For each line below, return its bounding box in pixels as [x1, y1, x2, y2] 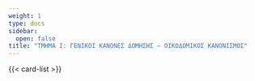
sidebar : [8, 27, 38, 35]
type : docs [8, 19, 45, 28]
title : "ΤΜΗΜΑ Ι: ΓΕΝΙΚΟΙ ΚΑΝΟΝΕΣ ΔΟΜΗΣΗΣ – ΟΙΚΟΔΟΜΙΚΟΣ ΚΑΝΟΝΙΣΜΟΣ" [8, 42, 249, 50]
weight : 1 [8, 11, 42, 20]
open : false [15, 34, 57, 43]
